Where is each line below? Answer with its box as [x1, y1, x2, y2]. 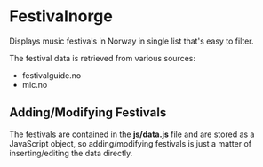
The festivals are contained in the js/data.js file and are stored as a [9, 129, 255, 139]
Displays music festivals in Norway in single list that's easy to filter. [9, 36, 255, 46]
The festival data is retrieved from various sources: [9, 52, 195, 63]
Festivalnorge [9, 6, 113, 27]
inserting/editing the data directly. [9, 147, 133, 158]
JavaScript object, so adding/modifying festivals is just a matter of [9, 138, 251, 148]
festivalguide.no [21, 69, 82, 81]
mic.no [21, 79, 48, 90]
